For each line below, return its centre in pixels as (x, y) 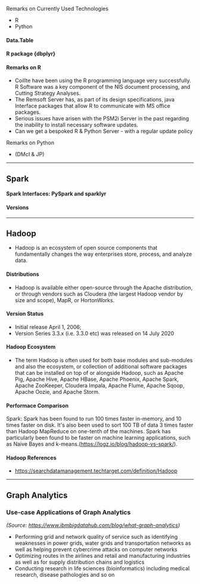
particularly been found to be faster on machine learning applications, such (99, 438)
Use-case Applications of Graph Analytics (68, 512)
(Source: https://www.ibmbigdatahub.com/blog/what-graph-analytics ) (93, 525)
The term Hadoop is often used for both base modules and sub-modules (104, 360)
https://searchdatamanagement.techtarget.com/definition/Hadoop (96, 471)
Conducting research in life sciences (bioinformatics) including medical (102, 569)
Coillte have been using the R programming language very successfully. (103, 80)
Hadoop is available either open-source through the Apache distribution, (104, 287)
